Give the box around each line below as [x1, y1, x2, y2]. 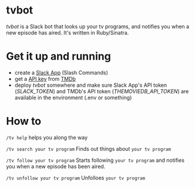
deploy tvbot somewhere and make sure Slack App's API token [14, 81, 167, 89]
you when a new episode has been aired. [6, 162, 106, 170]
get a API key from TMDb [14, 75, 76, 82]
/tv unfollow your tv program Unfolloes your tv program [6, 174, 146, 181]
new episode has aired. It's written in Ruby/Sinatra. [6, 29, 129, 36]
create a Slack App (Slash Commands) [14, 69, 109, 76]
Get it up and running [6, 50, 112, 63]
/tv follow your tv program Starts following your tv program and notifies [6, 157, 185, 164]
